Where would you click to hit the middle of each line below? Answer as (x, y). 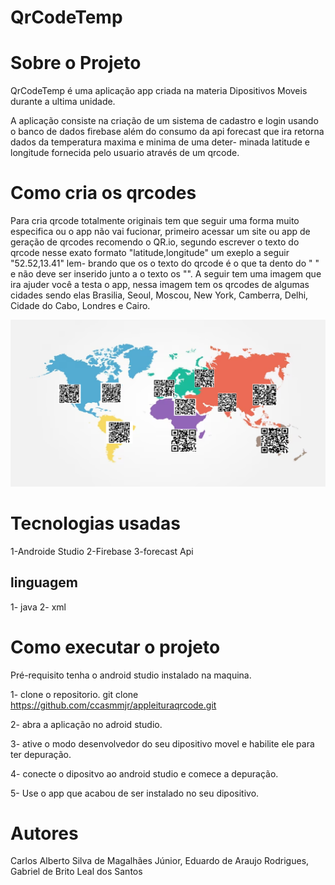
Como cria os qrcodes (103, 193)
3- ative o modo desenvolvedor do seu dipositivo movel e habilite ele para (162, 743)
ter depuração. (41, 754)
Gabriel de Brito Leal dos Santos (76, 872)
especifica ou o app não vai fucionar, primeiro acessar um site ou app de (160, 232)
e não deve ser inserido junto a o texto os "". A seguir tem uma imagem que (166, 274)
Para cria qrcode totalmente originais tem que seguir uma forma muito (155, 221)
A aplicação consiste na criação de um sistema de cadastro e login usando (164, 121)
